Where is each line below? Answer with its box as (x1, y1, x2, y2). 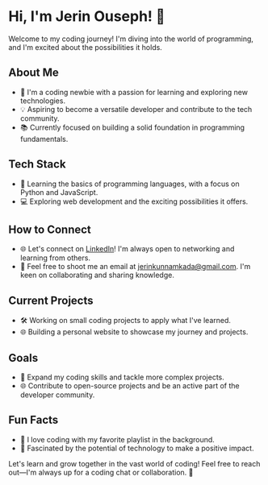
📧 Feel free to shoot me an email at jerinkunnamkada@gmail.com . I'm (19, 262, 251, 272)
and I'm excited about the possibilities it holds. (8, 42, 163, 52)
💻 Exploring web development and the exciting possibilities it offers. (19, 197, 249, 206)
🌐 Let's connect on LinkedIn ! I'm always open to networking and (19, 244, 235, 254)
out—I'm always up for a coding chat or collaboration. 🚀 (8, 467, 194, 477)
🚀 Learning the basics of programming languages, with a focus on (19, 179, 240, 189)
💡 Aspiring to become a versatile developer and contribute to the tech (19, 104, 253, 114)
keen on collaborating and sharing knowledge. (19, 270, 175, 280)
